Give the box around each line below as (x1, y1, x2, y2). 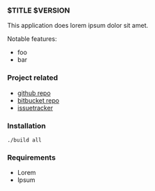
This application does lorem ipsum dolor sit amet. (7, 22, 149, 30)
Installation (7, 121, 47, 131)
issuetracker (17, 103, 54, 112)
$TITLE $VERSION (7, 6, 71, 15)
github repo (17, 89, 51, 97)
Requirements (7, 152, 56, 162)
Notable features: (7, 35, 57, 43)
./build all (7, 136, 42, 144)
